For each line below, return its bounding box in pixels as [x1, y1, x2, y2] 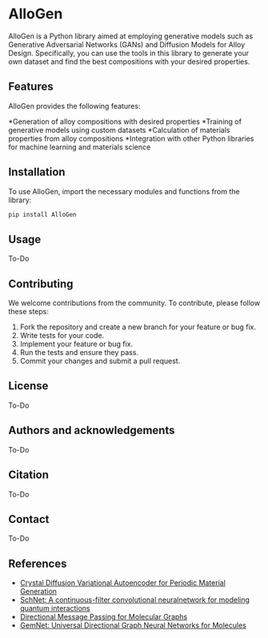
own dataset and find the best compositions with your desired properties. [8, 57, 250, 66]
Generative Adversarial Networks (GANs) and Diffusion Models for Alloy [8, 39, 246, 49]
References [8, 556, 67, 570]
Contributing [8, 277, 74, 290]
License [8, 379, 49, 393]
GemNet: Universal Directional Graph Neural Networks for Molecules [19, 620, 246, 630]
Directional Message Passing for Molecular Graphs [19, 612, 188, 622]
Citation [8, 469, 50, 482]
